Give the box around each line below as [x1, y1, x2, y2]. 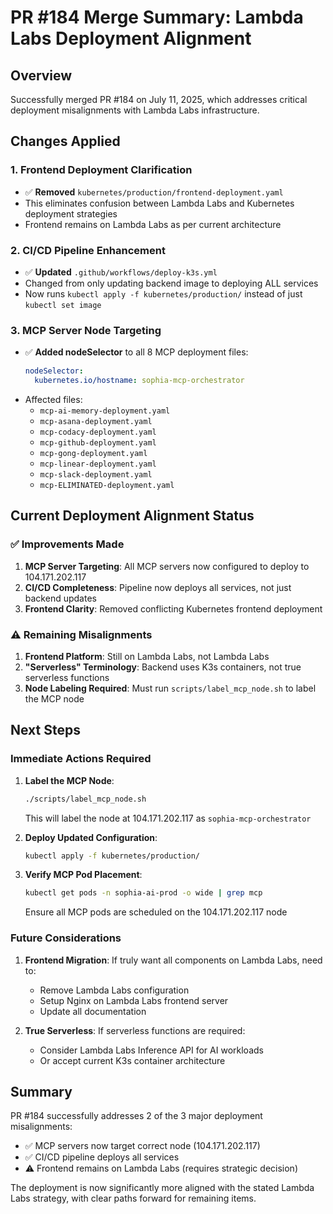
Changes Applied [10, 133, 121, 150]
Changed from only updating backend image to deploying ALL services [24, 277, 319, 289]
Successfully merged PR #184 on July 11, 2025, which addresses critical [10, 94, 308, 105]
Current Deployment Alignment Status [10, 507, 255, 525]
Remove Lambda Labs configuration [39, 984, 190, 996]
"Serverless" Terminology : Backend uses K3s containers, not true [24, 661, 302, 673]
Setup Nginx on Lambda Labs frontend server [39, 994, 229, 1006]
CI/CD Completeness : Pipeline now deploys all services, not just [24, 581, 292, 593]
